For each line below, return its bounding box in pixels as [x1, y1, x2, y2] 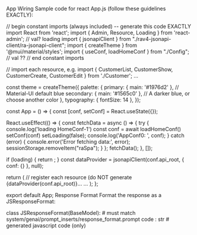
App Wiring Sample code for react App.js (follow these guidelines [6, 5, 166, 12]
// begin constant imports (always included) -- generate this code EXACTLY [6, 23, 192, 30]
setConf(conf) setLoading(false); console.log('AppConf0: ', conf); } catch [6, 132, 185, 139]
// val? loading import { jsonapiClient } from [26, 36, 131, 42]
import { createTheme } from [67, 42, 138, 49]
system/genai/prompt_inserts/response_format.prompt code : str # [6, 216, 170, 223]
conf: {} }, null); [6, 163, 44, 169]
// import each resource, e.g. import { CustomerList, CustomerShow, [6, 66, 173, 73]
